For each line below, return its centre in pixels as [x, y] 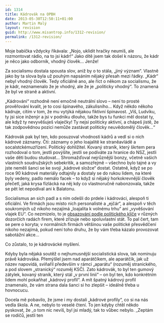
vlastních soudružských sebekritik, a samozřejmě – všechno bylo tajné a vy [81, 163]
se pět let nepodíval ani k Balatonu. [40, 189]
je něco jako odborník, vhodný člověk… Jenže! [52, 61]
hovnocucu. [17, 290]
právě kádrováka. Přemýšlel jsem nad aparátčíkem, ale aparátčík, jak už [77, 259]
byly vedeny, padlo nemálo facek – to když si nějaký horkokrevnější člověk [80, 178]
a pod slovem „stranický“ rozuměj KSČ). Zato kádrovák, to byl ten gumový [80, 269]
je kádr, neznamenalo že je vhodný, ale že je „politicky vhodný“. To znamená [82, 86]
